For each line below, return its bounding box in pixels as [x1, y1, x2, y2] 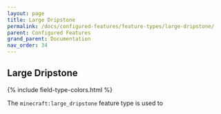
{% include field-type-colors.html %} [7, 85, 113, 93]
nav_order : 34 [7, 42, 48, 49]
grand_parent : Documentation [7, 36, 91, 43]
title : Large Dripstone [7, 16, 76, 23]
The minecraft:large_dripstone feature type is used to [7, 99, 164, 107]
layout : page [7, 10, 45, 17]
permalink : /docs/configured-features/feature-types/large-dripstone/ [7, 23, 215, 30]
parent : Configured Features [7, 29, 91, 36]
